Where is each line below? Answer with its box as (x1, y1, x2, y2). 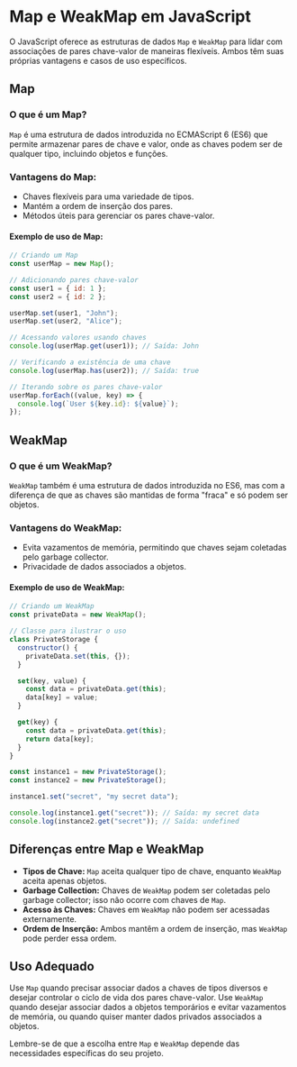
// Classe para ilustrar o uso (9, 626, 127, 636)
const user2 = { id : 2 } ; (9, 292, 106, 301)
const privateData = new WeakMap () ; (9, 610, 147, 619)
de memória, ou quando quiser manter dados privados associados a (9, 1011, 263, 1022)
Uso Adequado (9, 959, 94, 974)
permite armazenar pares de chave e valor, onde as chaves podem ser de (9, 138, 283, 150)
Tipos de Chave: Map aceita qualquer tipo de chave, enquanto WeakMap (22, 865, 282, 876)
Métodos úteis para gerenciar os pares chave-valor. (22, 210, 215, 221)
